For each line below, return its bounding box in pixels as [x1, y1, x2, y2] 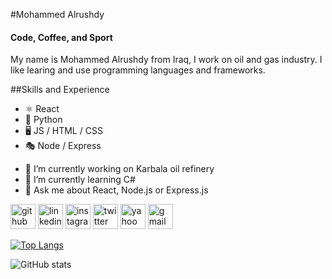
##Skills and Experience [10, 84, 110, 96]
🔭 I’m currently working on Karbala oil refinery [24, 163, 215, 175]
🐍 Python [24, 114, 63, 126]
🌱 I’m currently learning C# [24, 174, 136, 186]
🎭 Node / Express [24, 140, 102, 152]
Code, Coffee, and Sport [10, 31, 113, 43]
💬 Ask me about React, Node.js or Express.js [24, 184, 209, 196]
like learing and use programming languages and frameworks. [10, 64, 266, 76]
